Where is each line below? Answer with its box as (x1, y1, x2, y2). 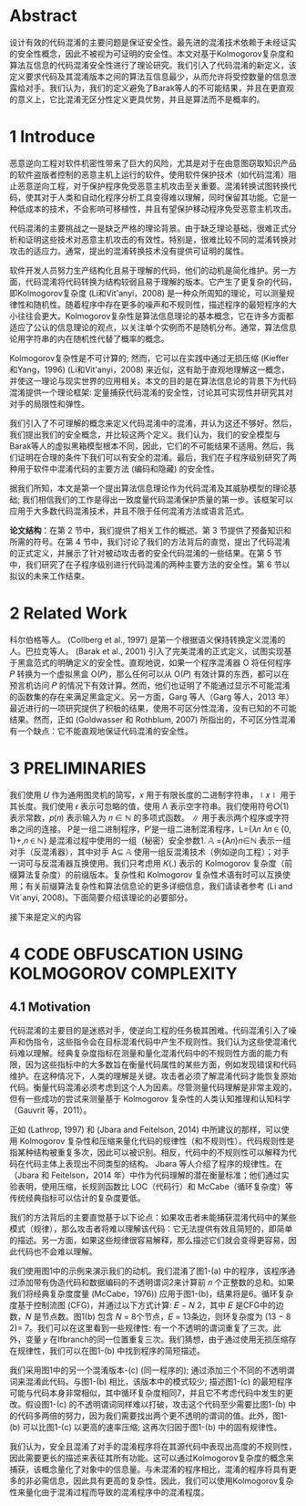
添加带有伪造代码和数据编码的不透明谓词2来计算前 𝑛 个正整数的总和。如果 (16, 1276, 294, 1287)
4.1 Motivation (9, 1000, 91, 1015)
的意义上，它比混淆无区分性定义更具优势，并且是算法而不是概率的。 (9, 93, 265, 105)
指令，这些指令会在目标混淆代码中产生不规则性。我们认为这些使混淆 (33, 1036, 289, 1047)
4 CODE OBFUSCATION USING (9, 943, 244, 964)
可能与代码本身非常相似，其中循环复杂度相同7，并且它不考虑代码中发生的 (9, 1387, 285, 1398)
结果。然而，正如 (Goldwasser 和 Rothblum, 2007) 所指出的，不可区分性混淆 (9, 713, 296, 725)
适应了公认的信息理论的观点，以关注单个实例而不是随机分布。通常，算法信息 (9, 321, 297, 333)
